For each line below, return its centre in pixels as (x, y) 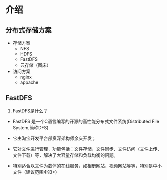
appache (29, 82)
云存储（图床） (35, 65)
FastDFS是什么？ (30, 111)
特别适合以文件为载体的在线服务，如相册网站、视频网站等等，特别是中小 (87, 166)
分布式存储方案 (28, 30)
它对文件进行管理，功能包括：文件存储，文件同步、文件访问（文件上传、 (87, 149)
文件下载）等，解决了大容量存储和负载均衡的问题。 (65, 155)
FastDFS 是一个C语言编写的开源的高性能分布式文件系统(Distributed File (86, 121)
